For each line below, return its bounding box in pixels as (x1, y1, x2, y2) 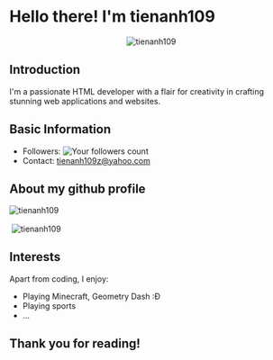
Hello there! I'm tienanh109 (9, 6, 216, 27)
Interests (9, 249, 61, 265)
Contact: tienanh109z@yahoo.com (22, 155, 150, 166)
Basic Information (9, 121, 112, 137)
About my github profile (9, 181, 146, 196)
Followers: (22, 146, 61, 157)
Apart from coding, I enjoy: (9, 273, 109, 284)
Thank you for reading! (9, 336, 141, 352)
